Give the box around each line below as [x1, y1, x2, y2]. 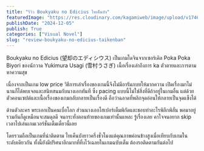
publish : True [6, 25, 42, 32]
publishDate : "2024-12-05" [6, 20, 75, 26]
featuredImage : [6, 14, 45, 21]
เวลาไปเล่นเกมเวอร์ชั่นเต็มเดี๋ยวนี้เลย [6, 120, 77, 127]
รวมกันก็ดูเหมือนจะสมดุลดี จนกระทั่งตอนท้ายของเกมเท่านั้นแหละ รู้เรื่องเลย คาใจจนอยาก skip [6, 113, 192, 120]
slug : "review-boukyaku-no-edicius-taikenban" [6, 37, 126, 43]
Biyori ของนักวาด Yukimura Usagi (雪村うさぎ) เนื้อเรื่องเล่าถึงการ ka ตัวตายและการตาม [6, 62, 197, 69]
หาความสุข [6, 69, 27, 75]
